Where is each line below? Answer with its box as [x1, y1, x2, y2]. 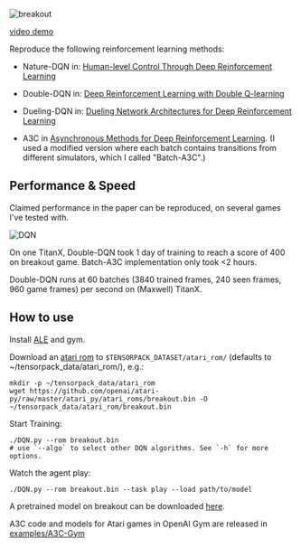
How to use [9, 310, 74, 326]
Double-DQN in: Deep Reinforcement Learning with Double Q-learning [22, 89, 285, 99]
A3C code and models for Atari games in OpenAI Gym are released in [9, 518, 268, 529]
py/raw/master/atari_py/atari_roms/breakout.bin [9, 394, 196, 403]
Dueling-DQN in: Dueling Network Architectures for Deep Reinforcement [22, 106, 292, 117]
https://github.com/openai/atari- [29, 386, 160, 395]
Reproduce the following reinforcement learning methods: [9, 43, 225, 54]
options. [9, 451, 42, 460]
